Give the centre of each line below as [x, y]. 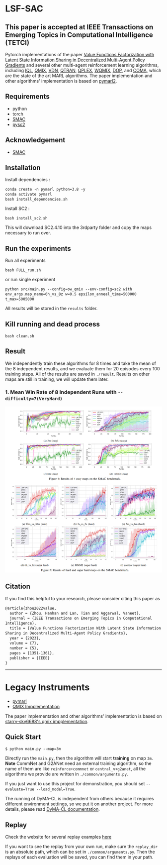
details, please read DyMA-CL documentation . [53, 809]
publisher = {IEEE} [30, 658]
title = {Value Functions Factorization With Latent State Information [85, 628]
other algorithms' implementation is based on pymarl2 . [61, 81]
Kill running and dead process [53, 324]
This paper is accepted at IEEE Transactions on [79, 27]
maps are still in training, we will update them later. [57, 379]
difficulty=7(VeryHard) [34, 398]
